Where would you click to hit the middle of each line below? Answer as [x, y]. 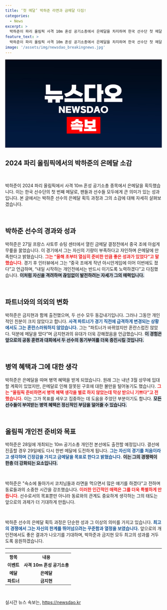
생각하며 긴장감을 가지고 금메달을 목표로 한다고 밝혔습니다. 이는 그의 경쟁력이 [84, 457]
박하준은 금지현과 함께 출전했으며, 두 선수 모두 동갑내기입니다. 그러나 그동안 [78, 315]
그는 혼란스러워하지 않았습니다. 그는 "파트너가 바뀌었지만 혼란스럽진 [83, 327]
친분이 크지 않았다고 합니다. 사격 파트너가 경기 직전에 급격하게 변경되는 [82, 321]
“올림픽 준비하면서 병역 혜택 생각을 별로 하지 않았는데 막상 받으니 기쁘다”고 [82, 392]
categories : [17, 16]
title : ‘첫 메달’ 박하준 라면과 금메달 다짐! [46, 10]
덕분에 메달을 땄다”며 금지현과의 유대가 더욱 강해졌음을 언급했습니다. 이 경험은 [87, 333]
